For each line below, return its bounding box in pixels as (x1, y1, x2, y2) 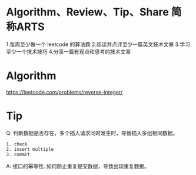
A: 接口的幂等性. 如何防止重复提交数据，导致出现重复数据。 (6, 163, 150, 170)
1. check (6, 141, 28, 147)
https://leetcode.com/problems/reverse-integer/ (6, 88, 123, 95)
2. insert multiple (6, 146, 54, 152)
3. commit (6, 151, 31, 157)
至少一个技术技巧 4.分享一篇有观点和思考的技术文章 (6, 48, 131, 55)
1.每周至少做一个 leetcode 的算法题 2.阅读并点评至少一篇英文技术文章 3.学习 (6, 41, 190, 48)
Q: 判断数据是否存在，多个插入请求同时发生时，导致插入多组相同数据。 (6, 129, 178, 136)
